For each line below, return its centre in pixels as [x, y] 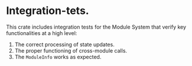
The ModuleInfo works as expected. [58, 57]
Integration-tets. [48, 11]
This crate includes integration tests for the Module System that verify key [96, 27]
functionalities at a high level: [42, 33]
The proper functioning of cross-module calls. [71, 50]
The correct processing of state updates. [65, 44]
